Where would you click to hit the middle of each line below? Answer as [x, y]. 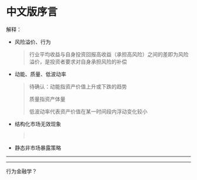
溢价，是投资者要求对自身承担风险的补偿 [78, 62]
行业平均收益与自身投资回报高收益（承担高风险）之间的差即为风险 [109, 54]
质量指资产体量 [47, 99]
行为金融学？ [21, 171]
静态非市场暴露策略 [38, 148]
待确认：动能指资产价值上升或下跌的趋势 [78, 86]
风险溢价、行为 [33, 42]
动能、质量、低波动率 [40, 74]
